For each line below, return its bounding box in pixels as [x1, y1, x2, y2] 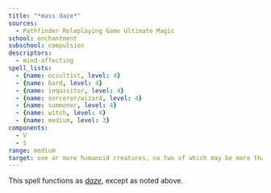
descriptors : [8, 49, 52, 57]
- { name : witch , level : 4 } [15, 109, 106, 117]
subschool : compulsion [8, 42, 85, 50]
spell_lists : [8, 64, 52, 72]
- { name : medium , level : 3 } [15, 117, 110, 125]
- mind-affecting [15, 57, 74, 65]
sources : [8, 19, 38, 27]
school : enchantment [8, 34, 78, 43]
